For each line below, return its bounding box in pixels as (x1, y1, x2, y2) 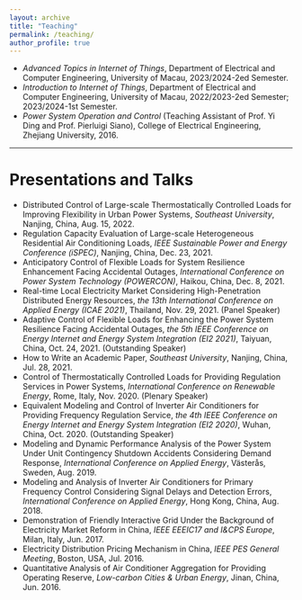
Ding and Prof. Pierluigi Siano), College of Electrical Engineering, (22, 121, 262, 131)
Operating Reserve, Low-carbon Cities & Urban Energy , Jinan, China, (22, 572, 280, 583)
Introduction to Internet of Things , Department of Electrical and (22, 82, 256, 93)
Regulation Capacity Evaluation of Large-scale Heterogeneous (22, 228, 254, 239)
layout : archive (9, 13, 70, 22)
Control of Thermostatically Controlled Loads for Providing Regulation (22, 372, 281, 382)
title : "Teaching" (9, 22, 78, 31)
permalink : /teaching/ (9, 30, 94, 39)
